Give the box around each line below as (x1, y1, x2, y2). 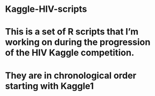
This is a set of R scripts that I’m (5, 26, 139, 38)
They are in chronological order (5, 70, 137, 81)
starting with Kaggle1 (5, 80, 94, 92)
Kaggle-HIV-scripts (5, 3, 87, 15)
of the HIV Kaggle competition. (5, 47, 135, 58)
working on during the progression (5, 37, 151, 48)
